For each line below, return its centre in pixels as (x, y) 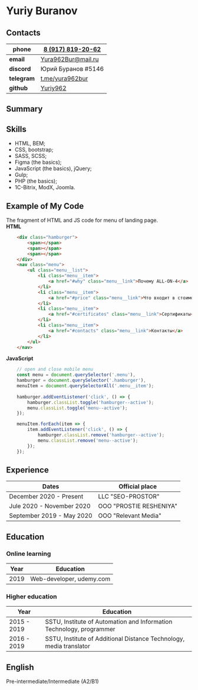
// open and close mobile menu (55, 370)
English (20, 667)
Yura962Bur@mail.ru (70, 59)
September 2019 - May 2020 (51, 516)
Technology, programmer (80, 629)
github (19, 88)
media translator (67, 646)
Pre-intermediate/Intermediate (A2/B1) (52, 682)
